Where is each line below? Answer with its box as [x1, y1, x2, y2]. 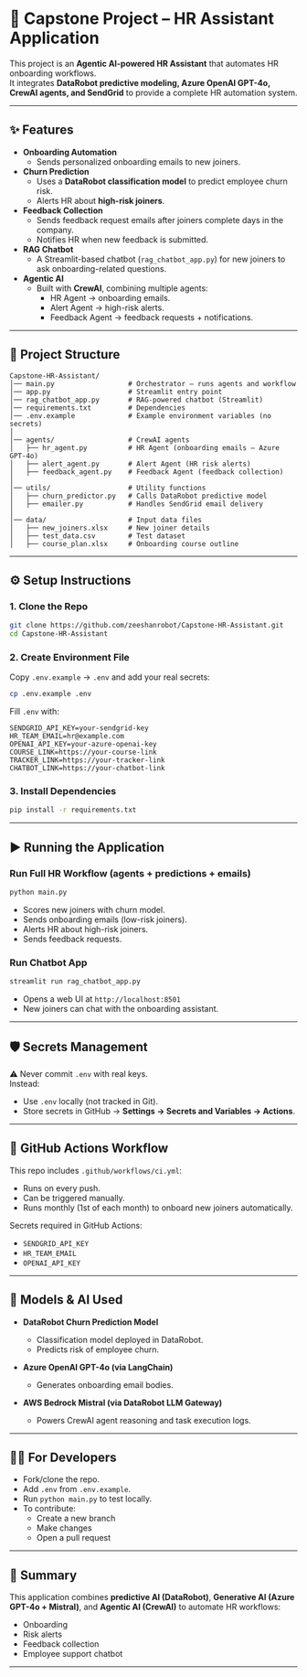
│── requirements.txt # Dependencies [9, 403, 185, 413]
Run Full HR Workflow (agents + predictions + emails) [9, 866, 251, 879]
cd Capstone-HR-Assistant [9, 629, 108, 639]
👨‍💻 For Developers [9, 1449, 117, 1465]
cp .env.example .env [9, 690, 92, 699]
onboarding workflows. [9, 68, 97, 79]
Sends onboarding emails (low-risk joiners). [22, 914, 187, 925]
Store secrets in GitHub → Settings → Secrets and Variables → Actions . [22, 1105, 295, 1116]
